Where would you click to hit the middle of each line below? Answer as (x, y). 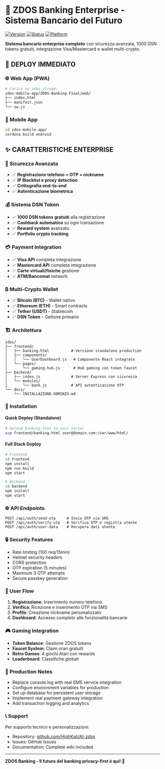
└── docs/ (15, 389)
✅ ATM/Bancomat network (40, 276)
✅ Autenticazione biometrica (42, 191)
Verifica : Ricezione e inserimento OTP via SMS (60, 607)
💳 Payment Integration (33, 247)
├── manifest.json (24, 102)
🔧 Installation (21, 406)
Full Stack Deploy (23, 444)
